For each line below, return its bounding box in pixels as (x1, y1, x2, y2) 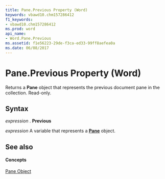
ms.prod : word (5, 27, 36, 32)
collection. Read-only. (5, 90, 52, 96)
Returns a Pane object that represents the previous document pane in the (5, 84, 160, 90)
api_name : (5, 31, 27, 36)
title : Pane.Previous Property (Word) (5, 7, 88, 13)
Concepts (5, 157, 27, 163)
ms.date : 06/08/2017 (5, 45, 50, 50)
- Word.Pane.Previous (5, 36, 52, 41)
